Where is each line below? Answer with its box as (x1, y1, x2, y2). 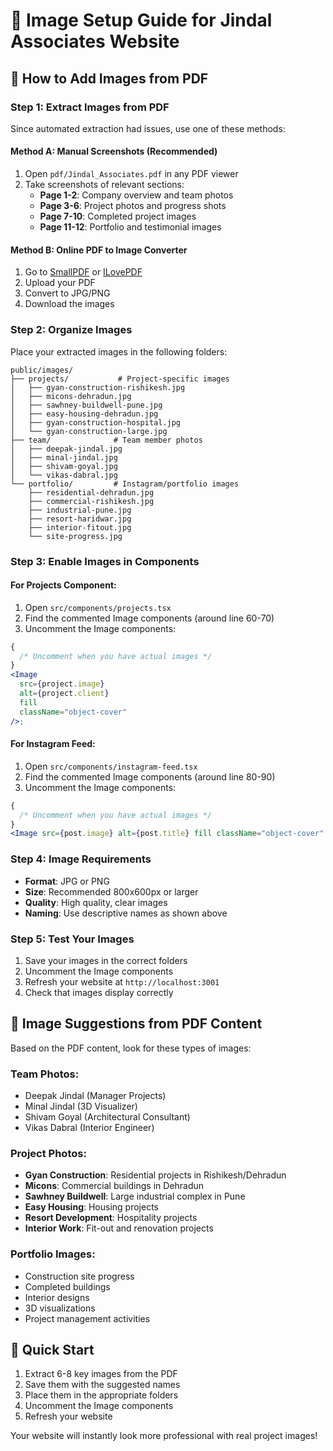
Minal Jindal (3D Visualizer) (24, 1100, 138, 1112)
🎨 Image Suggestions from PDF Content (10, 1015, 263, 1033)
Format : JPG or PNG (24, 875, 110, 887)
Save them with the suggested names (24, 1379, 181, 1391)
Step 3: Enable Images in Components (10, 554, 200, 568)
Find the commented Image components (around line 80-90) (24, 770, 276, 783)
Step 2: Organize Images (10, 323, 133, 337)
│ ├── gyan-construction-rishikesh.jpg (10, 382, 186, 393)
